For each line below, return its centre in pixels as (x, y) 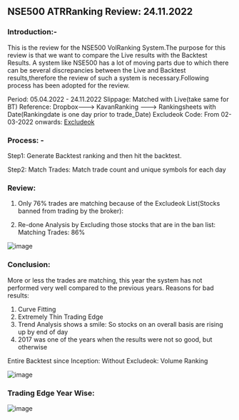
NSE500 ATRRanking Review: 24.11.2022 (100, 12)
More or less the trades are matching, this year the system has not (105, 280)
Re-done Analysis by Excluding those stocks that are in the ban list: (117, 225)
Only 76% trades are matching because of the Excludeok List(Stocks (119, 204)
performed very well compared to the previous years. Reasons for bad (111, 288)
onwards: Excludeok (65, 122)
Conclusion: (29, 265)
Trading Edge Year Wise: (51, 393)
